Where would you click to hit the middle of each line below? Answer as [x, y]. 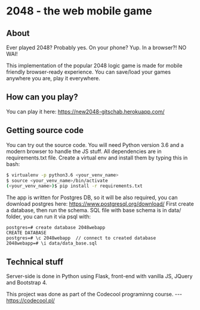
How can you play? [42, 97]
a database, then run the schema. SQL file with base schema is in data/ [94, 210]
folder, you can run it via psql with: [49, 216]
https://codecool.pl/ [30, 300]
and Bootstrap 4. [27, 282]
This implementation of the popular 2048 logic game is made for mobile [94, 65]
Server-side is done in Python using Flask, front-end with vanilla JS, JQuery [99, 276]
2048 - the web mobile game [79, 11]
